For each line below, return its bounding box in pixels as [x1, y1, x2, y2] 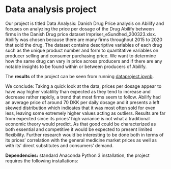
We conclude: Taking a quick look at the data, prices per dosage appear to [5, 83, 162, 89]
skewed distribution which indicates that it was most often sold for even [5, 105, 156, 111]
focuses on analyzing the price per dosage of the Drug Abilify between [5, 25, 154, 31]
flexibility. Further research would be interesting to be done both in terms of [5, 131, 164, 138]
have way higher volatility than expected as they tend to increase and [5, 88, 151, 94]
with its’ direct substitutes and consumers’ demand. [5, 142, 113, 148]
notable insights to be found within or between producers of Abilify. [5, 63, 147, 70]
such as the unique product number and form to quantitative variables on [5, 47, 159, 53]
